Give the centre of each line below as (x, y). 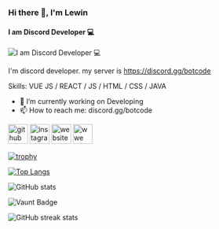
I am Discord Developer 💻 (51, 31)
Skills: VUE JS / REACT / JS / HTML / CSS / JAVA (88, 87)
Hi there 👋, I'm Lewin (48, 13)
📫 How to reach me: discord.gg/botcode (86, 110)
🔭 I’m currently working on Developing (81, 102)
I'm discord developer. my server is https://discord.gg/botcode (109, 71)
